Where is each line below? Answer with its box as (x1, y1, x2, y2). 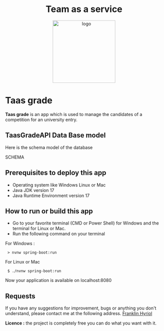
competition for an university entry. (5, 116, 77, 122)
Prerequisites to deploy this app (5, 168, 106, 177)
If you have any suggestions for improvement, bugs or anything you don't (5, 305, 156, 311)
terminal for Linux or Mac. (12, 225, 66, 231)
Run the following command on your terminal (12, 231, 105, 237)
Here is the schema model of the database (5, 144, 93, 150)
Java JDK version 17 (12, 187, 54, 193)
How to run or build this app (5, 206, 93, 215)
